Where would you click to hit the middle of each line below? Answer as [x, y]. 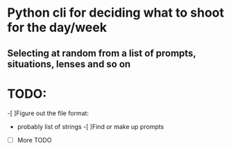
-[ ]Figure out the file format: [48, 113]
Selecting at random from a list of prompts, [102, 53]
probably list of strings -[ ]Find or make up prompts [91, 126]
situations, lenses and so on [69, 64]
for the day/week [57, 27]
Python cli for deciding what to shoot [115, 13]
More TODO [34, 140]
